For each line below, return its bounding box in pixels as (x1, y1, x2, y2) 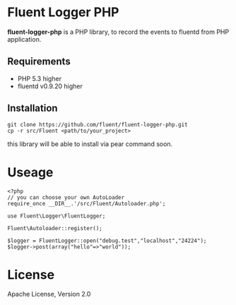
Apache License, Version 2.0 (7, 290, 91, 299)
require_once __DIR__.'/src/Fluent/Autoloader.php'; (7, 200, 166, 207)
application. (7, 35, 42, 43)
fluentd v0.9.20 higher (17, 82, 83, 90)
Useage (7, 164, 54, 180)
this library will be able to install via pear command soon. (7, 139, 173, 148)
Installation (7, 102, 58, 114)
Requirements (7, 56, 71, 68)
